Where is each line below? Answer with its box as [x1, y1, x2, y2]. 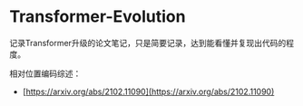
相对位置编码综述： [9, 68, 82, 79]
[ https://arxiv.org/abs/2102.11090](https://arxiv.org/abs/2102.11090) [22, 86, 275, 97]
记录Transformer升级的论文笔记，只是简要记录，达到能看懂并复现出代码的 [9, 37, 287, 48]
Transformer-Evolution [9, 6, 186, 27]
